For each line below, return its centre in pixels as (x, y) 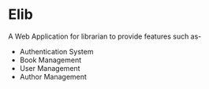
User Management (50, 68)
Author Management (53, 76)
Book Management (50, 60)
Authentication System (56, 51)
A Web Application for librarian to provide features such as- (105, 36)
